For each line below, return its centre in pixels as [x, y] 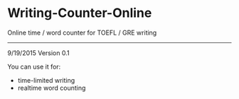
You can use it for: [34, 66]
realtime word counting [52, 88]
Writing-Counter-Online [80, 13]
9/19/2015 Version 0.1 [38, 53]
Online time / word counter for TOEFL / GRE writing [82, 33]
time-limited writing [46, 80]
